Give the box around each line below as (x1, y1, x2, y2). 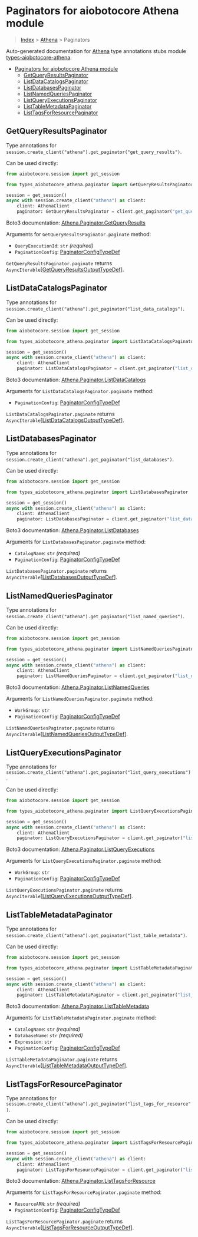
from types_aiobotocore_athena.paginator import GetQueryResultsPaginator (6, 182, 194, 187)
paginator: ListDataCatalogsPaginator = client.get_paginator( (16, 365, 176, 372)
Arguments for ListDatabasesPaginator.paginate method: (6, 538, 146, 546)
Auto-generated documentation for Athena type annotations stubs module (6, 47, 187, 54)
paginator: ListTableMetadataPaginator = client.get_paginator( (16, 992, 178, 998)
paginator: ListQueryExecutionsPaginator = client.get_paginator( (16, 835, 183, 841)
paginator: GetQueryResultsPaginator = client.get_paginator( (16, 209, 173, 215)
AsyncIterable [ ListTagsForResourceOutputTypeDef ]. (6, 1224, 134, 1231)
